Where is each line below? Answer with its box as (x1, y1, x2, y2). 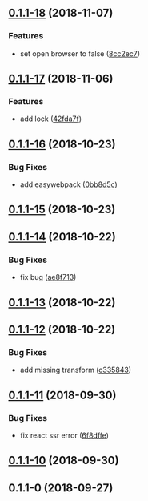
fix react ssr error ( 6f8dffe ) (19, 430, 110, 440)
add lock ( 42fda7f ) (19, 114, 82, 123)
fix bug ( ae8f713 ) (19, 273, 77, 282)
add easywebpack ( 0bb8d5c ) (19, 180, 118, 189)
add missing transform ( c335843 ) (19, 365, 132, 375)
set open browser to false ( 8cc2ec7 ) (19, 48, 141, 59)
